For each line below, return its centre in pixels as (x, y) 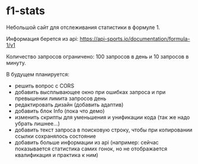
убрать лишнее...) (37, 123)
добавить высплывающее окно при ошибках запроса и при (90, 92)
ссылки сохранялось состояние (55, 136)
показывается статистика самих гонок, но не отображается (91, 149)
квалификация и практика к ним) (57, 155)
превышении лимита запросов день (60, 98)
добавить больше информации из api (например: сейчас (87, 142)
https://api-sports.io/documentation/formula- (135, 38)
